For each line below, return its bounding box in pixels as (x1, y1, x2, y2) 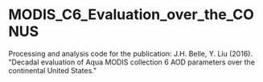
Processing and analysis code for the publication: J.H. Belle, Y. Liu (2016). (8, 49, 253, 58)
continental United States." (8, 65, 97, 75)
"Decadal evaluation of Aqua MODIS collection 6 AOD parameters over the (8, 57, 256, 67)
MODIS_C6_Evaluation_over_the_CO (8, 6, 255, 24)
